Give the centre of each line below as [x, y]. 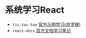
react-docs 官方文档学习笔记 [42, 30]
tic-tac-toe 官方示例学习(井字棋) [46, 24]
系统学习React [35, 10]
